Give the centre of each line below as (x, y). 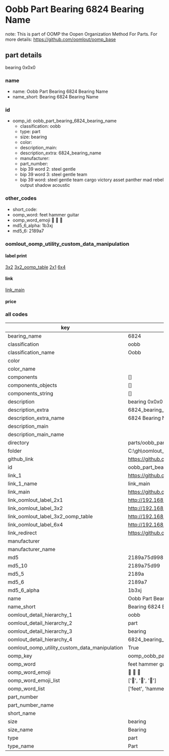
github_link (21, 459)
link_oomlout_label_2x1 (35, 500)
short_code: (25, 209)
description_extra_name (36, 418)
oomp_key (20, 656)
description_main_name (36, 434)
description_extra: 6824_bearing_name (61, 153)
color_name (22, 368)
